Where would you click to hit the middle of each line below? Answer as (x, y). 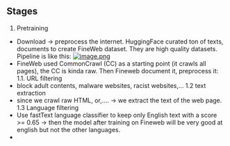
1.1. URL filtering (39, 78)
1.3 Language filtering (48, 107)
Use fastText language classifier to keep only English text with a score (117, 115)
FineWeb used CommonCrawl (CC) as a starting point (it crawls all (111, 63)
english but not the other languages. (68, 129)
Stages (22, 11)
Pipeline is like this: (44, 56)
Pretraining (32, 28)
